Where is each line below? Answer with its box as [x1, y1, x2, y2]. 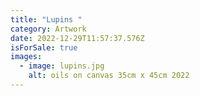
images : [10, 52, 43, 62]
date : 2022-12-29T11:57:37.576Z [10, 33, 145, 43]
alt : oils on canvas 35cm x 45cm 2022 [28, 71, 190, 81]
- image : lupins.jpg [19, 61, 105, 71]
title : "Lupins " [10, 14, 83, 25]
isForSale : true [10, 42, 78, 53]
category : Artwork [10, 24, 87, 34]
